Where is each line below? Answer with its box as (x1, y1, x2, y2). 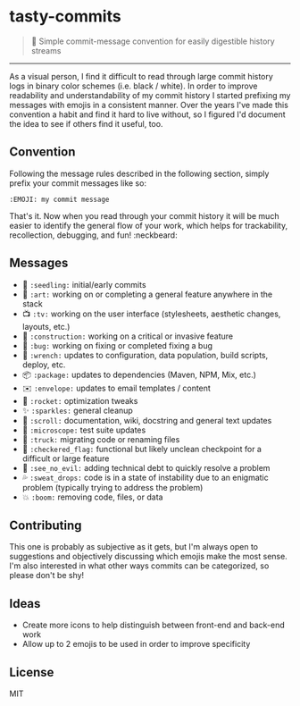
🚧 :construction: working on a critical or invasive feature (21, 331, 234, 341)
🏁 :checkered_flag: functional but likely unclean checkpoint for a (21, 443, 262, 454)
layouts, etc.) (21, 321, 71, 332)
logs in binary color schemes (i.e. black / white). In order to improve (9, 80, 258, 91)
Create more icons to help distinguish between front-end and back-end (21, 619, 286, 631)
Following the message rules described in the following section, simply (9, 168, 270, 179)
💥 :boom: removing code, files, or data (21, 492, 163, 502)
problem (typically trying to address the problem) (21, 482, 204, 492)
